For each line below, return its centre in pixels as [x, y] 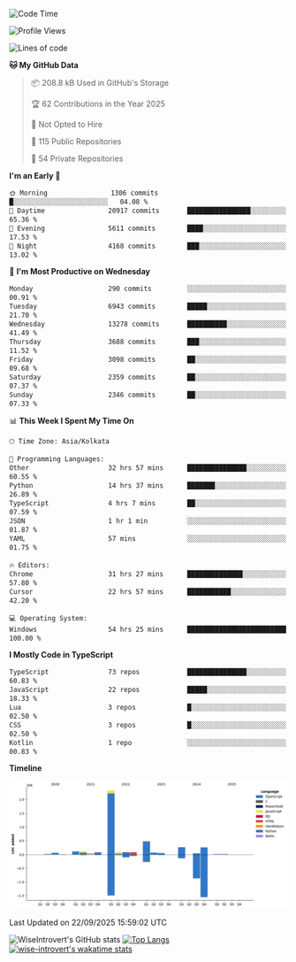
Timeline [26, 768]
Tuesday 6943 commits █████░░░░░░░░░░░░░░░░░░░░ [148, 306]
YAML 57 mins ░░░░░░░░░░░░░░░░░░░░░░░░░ [148, 539]
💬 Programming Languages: [57, 459]
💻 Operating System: [49, 619]
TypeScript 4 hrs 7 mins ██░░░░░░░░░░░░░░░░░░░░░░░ [148, 504]
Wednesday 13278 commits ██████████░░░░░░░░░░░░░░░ [148, 324]
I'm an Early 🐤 [35, 176]
